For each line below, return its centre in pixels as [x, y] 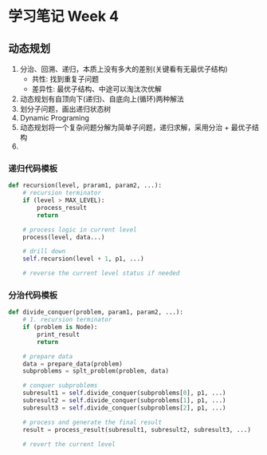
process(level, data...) [64, 237]
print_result [59, 334]
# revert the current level [69, 444]
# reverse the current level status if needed [101, 273]
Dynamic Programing [55, 118]
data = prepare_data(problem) [73, 364]
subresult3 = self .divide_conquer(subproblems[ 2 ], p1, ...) [124, 408]
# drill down [44, 251]
